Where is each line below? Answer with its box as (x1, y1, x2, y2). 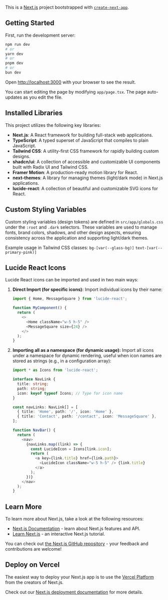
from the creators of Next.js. (5, 579, 64, 585)
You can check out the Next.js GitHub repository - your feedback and (5, 541, 149, 547)
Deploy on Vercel (5, 561, 60, 569)
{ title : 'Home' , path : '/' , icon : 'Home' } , (17, 409, 114, 414)
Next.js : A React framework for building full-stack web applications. (12, 132, 153, 138)
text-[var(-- (135, 245, 163, 251)
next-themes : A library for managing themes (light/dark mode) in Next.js (12, 175, 163, 181)
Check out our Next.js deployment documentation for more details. (5, 589, 143, 595)
